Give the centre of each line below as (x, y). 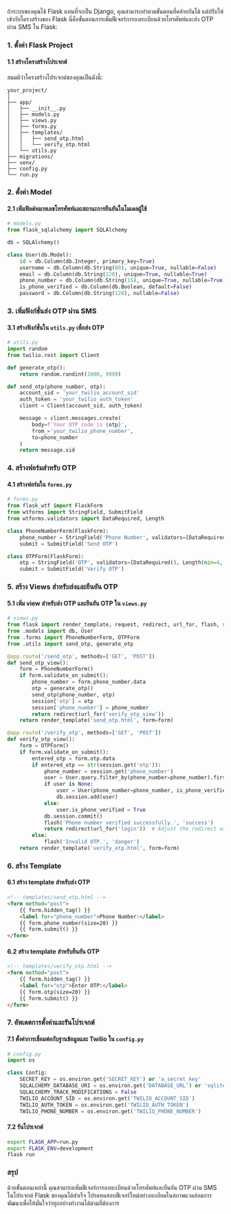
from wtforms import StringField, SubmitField (75, 512)
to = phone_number (55, 437)
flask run (21, 1155)
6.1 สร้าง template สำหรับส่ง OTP (49, 882)
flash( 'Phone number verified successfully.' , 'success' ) (129, 822)
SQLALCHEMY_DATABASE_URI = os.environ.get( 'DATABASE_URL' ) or (110, 1086)
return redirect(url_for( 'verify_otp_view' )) (98, 714)
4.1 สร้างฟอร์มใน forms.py (40, 484)
